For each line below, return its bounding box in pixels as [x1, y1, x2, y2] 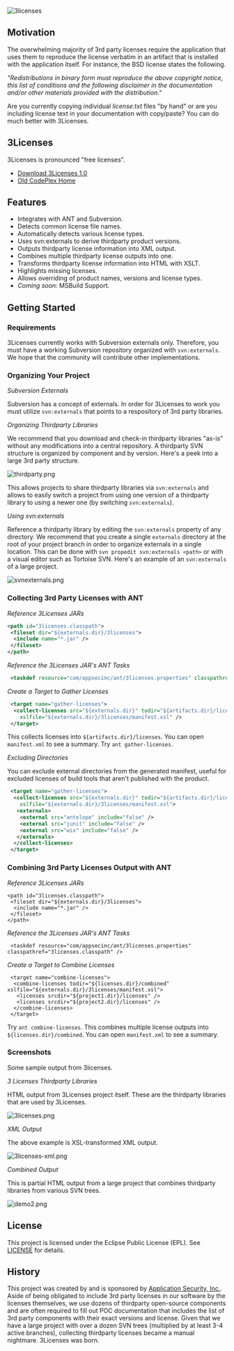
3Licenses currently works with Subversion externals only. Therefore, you [7, 339, 219, 347]
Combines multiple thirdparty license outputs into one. [17, 252, 174, 261]
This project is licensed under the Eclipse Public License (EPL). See [7, 1238, 201, 1246]
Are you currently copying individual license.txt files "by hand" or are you [7, 102, 217, 110]
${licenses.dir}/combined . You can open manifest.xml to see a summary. [7, 1030, 219, 1038]
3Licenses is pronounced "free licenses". [7, 155, 125, 164]
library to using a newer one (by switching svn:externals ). [7, 498, 174, 507]
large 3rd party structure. [7, 456, 80, 465]
